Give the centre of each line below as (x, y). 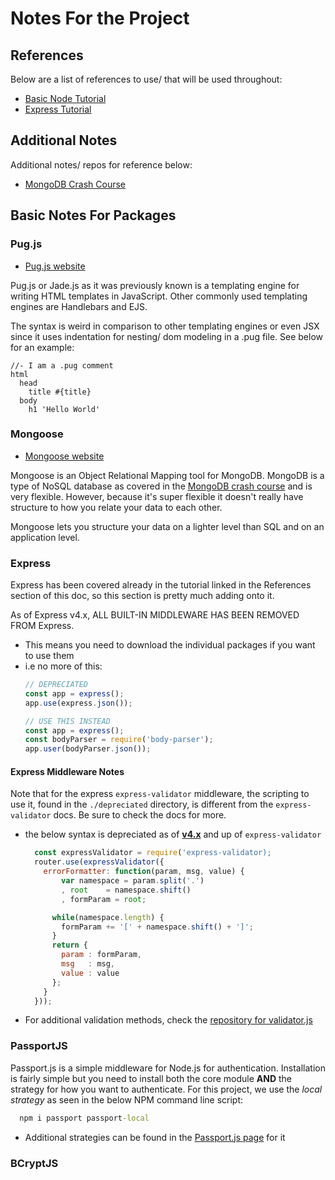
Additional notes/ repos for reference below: (101, 164)
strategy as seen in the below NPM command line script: (127, 1099)
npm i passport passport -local (84, 1118)
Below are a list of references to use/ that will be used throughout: (146, 79)
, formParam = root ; (104, 899)
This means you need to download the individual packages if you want (170, 645)
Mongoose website (64, 456)
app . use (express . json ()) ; (78, 703)
